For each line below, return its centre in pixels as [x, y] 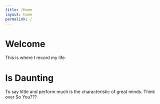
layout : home [19, 14]
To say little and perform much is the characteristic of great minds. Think [80, 92]
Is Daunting [29, 78]
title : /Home [19, 10]
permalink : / [19, 19]
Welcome [25, 44]
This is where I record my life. [36, 57]
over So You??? [21, 97]
